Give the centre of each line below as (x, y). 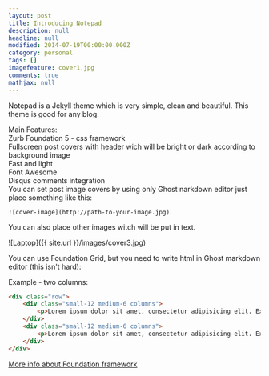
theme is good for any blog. (54, 114)
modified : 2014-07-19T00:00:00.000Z (69, 46)
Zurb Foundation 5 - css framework (67, 138)
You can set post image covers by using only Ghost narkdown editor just (128, 189)
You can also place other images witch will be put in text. (102, 227)
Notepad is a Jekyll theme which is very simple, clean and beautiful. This (128, 106)
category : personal (41, 53)
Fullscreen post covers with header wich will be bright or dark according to (132, 146)
